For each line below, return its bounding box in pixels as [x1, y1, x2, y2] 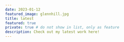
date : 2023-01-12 [5, 7, 41, 12]
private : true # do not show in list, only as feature [5, 25, 120, 30]
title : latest [5, 16, 34, 21]
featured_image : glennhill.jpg [5, 12, 69, 16]
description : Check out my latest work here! [5, 29, 99, 34]
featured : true [5, 20, 36, 26]
